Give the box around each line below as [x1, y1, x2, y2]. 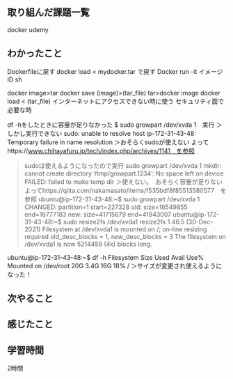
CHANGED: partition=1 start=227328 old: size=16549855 [24, 203, 188, 211]
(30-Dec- [186, 217, 214, 226]
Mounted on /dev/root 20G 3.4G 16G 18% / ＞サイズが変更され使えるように [7, 261, 223, 270]
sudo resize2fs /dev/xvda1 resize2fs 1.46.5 [63, 217, 185, 226]
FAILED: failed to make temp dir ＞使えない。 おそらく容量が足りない [24, 177, 223, 186]
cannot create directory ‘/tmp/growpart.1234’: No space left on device [24, 169, 224, 178]
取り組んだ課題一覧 [7, 6, 90, 19]
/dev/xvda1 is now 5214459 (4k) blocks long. [24, 240, 153, 248]
